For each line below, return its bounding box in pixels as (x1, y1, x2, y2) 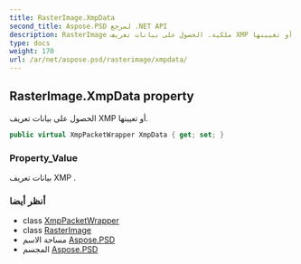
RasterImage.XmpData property (9, 89, 194, 104)
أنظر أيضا (9, 194, 46, 207)
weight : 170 (9, 47, 54, 56)
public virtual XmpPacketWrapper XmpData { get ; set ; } (9, 130, 224, 139)
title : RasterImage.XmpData (9, 13, 116, 23)
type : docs (9, 38, 51, 48)
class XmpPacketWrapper (22, 215, 119, 226)
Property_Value (9, 151, 79, 164)
